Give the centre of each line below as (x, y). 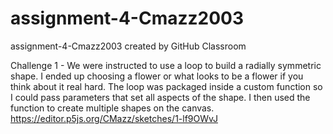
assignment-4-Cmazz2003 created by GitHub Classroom (128, 46)
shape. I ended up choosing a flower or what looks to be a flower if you (157, 76)
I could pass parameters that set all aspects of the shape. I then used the (160, 97)
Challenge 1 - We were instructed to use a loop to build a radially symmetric (166, 65)
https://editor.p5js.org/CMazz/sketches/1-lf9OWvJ (114, 118)
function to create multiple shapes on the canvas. (112, 108)
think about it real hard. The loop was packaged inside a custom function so (166, 86)
